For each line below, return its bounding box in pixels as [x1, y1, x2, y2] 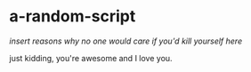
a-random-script [9, 6, 136, 27]
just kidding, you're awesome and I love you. [9, 52, 173, 63]
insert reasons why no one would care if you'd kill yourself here [9, 36, 243, 46]
